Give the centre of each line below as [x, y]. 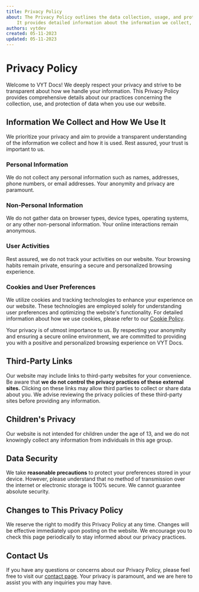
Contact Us [27, 556]
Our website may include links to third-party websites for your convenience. [99, 375]
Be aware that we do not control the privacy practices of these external [95, 382]
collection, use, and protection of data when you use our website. [86, 104]
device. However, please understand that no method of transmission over [96, 479]
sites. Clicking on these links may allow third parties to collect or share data [99, 388]
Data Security [32, 459]
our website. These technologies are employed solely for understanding [94, 306]
